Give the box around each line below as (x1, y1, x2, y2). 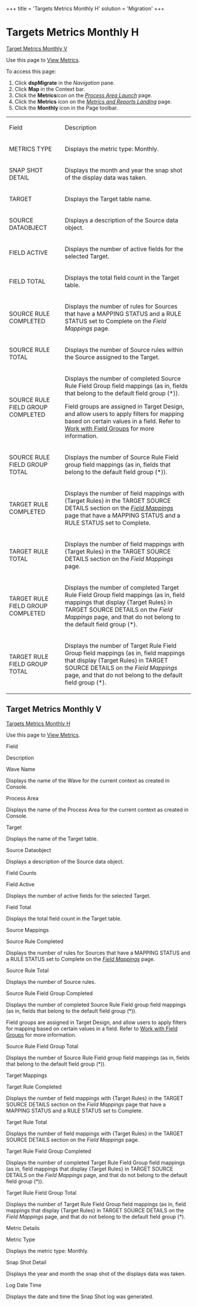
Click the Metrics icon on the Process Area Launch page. (14, 91, 152, 99)
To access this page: (6, 68, 56, 75)
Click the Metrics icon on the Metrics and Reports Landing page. (14, 98, 172, 105)
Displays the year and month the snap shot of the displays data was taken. (6, 1270, 186, 1277)
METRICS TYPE (9, 144, 52, 153)
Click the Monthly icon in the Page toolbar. (14, 104, 118, 111)
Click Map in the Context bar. (14, 85, 85, 92)
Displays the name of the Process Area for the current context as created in (6, 806, 189, 813)
